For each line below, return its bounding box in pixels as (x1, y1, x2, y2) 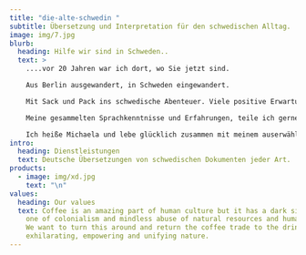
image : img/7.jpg (9, 30, 76, 39)
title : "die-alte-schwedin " (9, 13, 120, 23)
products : (9, 164, 47, 173)
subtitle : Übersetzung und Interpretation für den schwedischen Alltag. (9, 22, 291, 31)
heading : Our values (17, 198, 96, 207)
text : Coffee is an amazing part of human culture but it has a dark (17, 206, 287, 215)
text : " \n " (25, 180, 67, 189)
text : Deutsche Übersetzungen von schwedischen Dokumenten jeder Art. (17, 156, 291, 165)
